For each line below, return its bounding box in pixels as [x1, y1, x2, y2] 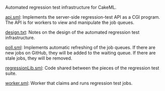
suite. [5, 70, 17, 76]
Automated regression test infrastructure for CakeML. [5, 5, 117, 10]
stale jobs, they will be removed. [5, 55, 72, 61]
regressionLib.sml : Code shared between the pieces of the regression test [5, 65, 159, 71]
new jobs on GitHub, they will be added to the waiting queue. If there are [5, 50, 156, 56]
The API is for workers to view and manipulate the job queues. [5, 20, 135, 25]
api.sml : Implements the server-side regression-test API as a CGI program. [5, 14, 160, 20]
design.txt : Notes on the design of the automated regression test [5, 29, 140, 35]
